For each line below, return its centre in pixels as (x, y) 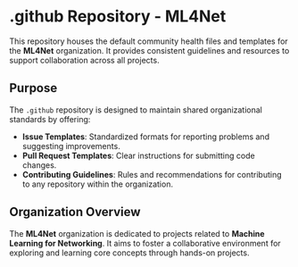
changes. (39, 165)
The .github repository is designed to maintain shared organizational (136, 110)
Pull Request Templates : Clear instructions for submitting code (139, 155)
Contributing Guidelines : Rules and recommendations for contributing (152, 174)
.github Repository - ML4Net (118, 17)
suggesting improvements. (71, 146)
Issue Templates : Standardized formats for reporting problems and (146, 137)
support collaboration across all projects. (84, 60)
